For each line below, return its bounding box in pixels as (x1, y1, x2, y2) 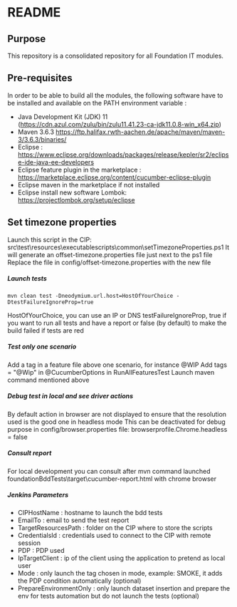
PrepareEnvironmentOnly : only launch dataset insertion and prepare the (17, 584, 231, 593)
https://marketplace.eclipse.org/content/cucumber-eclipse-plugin (17, 172, 211, 182)
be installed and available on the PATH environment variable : (7, 98, 187, 107)
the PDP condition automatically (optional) (17, 576, 142, 585)
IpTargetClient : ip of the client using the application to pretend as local (17, 554, 226, 563)
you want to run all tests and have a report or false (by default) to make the (7, 318, 227, 327)
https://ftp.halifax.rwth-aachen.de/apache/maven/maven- (56, 128, 226, 136)
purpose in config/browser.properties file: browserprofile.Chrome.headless (7, 425, 228, 433)
